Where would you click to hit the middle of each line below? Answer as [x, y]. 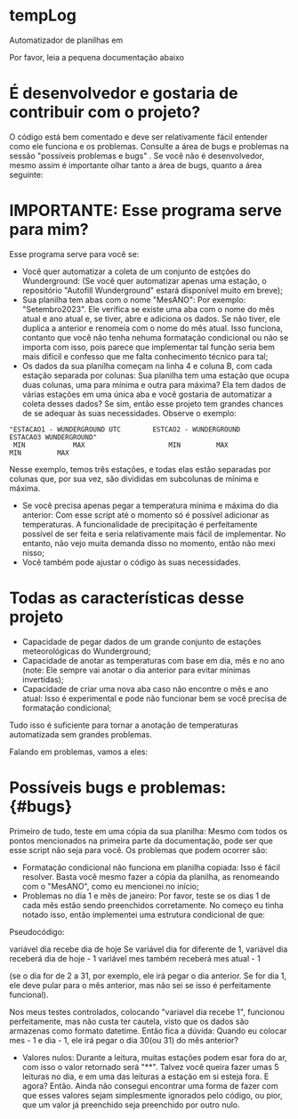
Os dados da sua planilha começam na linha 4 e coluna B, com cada [147, 366]
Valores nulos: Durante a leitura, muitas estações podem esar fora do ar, [154, 1057]
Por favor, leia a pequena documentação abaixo [97, 57]
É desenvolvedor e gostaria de [124, 93]
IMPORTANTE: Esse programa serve [145, 211]
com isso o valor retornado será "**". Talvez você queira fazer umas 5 [150, 1067]
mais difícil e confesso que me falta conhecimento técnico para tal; [145, 356]
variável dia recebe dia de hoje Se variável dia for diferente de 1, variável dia [149, 949]
